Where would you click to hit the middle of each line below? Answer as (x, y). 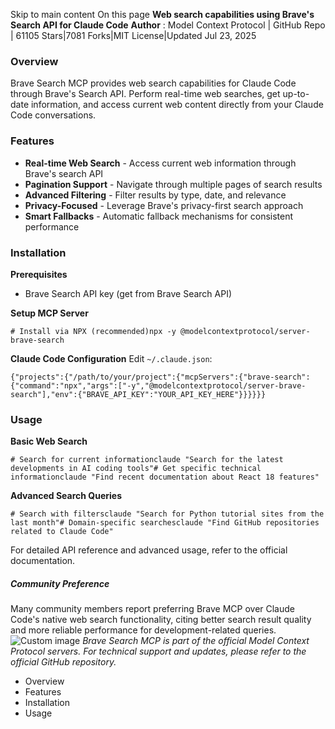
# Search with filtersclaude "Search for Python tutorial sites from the (167, 514)
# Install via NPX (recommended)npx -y (93, 331)
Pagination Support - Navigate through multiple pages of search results (173, 184)
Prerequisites (39, 274)
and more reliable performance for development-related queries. (143, 630)
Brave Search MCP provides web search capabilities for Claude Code (153, 83)
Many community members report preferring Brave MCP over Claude (152, 609)
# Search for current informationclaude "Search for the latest (147, 460)
